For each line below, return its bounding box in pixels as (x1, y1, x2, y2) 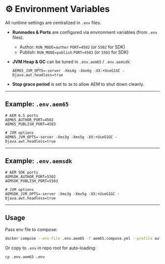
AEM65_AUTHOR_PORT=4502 (5, 117, 54, 122)
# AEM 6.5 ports (5, 113, 38, 118)
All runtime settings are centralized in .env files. (5, 20, 102, 26)
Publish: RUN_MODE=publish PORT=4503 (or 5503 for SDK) (19, 49, 129, 55)
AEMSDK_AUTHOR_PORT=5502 (5, 174, 56, 179)
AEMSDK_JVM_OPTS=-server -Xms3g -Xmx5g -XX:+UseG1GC (5, 191, 115, 196)
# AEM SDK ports (5, 170, 38, 175)
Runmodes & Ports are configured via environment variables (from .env (12, 29, 158, 35)
